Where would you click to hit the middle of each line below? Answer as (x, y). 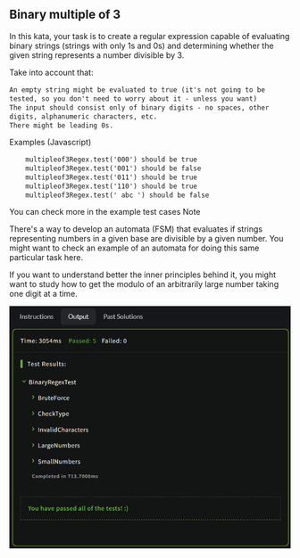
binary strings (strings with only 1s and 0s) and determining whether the (142, 45)
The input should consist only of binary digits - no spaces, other (139, 107)
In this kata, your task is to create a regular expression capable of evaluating (150, 36)
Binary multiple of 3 (65, 15)
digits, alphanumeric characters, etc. (83, 116)
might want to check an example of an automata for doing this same (134, 248)
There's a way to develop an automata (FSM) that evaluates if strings (136, 229)
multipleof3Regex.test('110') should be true (112, 186)
